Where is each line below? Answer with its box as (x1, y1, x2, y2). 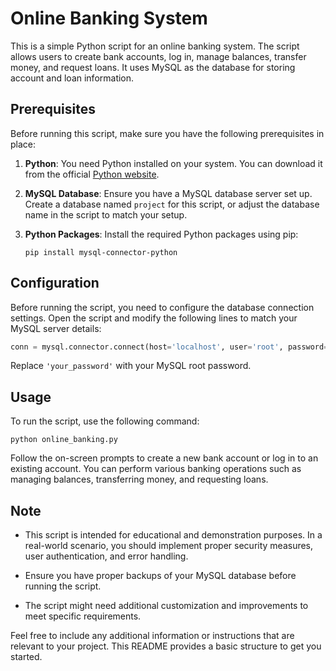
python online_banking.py (10, 435, 118, 445)
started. (10, 651, 43, 663)
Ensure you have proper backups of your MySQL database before (24, 570, 297, 582)
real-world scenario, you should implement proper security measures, (24, 540, 314, 552)
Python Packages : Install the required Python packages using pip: (24, 228, 299, 240)
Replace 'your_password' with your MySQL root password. (10, 360, 252, 372)
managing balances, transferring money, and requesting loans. (10, 473, 269, 486)
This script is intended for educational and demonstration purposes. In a (24, 529, 323, 541)
